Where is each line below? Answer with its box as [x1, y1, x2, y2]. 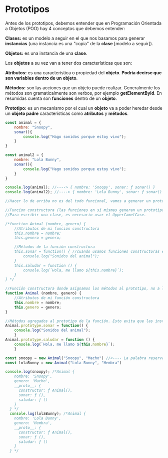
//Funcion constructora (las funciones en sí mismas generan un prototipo [5, 208, 164, 213]
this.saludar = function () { [14, 263, 77, 268]
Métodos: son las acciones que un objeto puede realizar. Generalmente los [5, 84, 160, 91]
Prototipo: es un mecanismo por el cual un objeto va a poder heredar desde [5, 105, 162, 111]
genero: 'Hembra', [14, 420, 52, 426]
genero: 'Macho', [14, 379, 50, 384]
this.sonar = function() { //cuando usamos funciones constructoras [14, 249, 160, 254]
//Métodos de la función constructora [14, 244, 95, 249]
